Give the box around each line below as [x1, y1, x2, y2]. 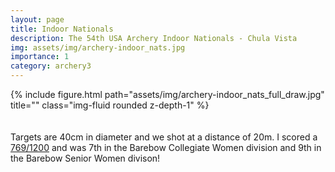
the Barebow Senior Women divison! [10, 152, 161, 164]
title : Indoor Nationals [10, 24, 114, 34]
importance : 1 [10, 52, 70, 62]
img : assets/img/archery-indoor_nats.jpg [10, 42, 186, 53]
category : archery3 [10, 61, 92, 71]
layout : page [10, 14, 65, 25]
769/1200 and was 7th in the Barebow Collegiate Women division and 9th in [10, 142, 322, 153]
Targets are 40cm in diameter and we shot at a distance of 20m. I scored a [10, 131, 318, 143]
